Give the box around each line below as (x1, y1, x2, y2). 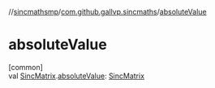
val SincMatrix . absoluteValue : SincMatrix (8, 71, 144, 81)
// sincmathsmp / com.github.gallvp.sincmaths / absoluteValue (8, 7, 207, 16)
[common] (8, 62, 43, 72)
